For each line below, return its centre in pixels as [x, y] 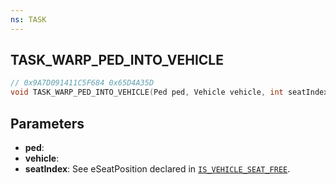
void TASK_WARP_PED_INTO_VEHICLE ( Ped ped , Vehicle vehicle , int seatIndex [169, 92]
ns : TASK [28, 19]
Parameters [47, 123]
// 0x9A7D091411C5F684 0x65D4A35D [82, 83]
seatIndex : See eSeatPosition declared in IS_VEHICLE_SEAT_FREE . [157, 169]
